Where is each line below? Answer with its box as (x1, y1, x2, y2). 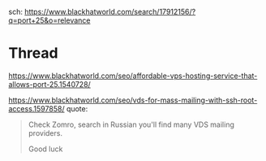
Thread (8, 44, 58, 63)
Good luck (28, 144, 63, 154)
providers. (28, 128, 63, 137)
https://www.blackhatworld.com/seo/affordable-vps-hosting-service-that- (8, 71, 258, 80)
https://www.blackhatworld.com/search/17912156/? (24, 7, 196, 16)
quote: (66, 103, 88, 113)
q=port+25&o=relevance (8, 15, 91, 25)
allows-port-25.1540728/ (8, 79, 91, 89)
